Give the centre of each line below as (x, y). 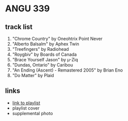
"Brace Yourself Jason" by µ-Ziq (45, 60)
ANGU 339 (28, 9)
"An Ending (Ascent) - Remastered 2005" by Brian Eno (67, 70)
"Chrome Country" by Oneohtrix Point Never (57, 39)
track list (19, 27)
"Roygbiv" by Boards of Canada (45, 54)
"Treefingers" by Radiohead (40, 49)
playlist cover (26, 108)
